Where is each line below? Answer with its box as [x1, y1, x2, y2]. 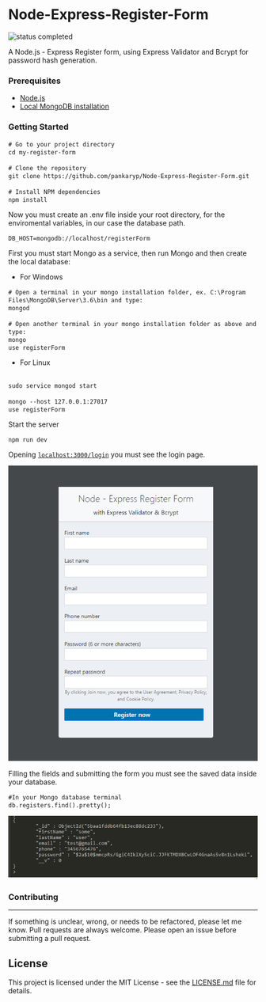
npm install [8, 195, 47, 203]
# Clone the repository [8, 164, 87, 172]
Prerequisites [8, 75, 61, 86]
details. [8, 986, 32, 996]
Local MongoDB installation [19, 101, 109, 112]
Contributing [8, 891, 59, 902]
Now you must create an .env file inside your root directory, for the [8, 210, 226, 219]
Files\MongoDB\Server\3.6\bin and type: [8, 296, 144, 304]
